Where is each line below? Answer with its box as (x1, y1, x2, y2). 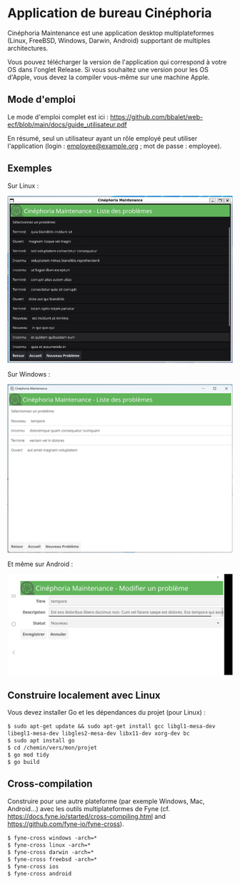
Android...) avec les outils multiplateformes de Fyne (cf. (7, 804, 170, 813)
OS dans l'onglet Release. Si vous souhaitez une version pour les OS (7, 65, 209, 74)
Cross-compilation (7, 778, 93, 790)
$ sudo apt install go (7, 737, 75, 744)
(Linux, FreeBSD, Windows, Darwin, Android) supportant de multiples (7, 36, 211, 44)
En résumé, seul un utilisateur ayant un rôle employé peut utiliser (7, 134, 198, 142)
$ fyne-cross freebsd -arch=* (7, 855, 98, 863)
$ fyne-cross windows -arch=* (7, 834, 98, 841)
